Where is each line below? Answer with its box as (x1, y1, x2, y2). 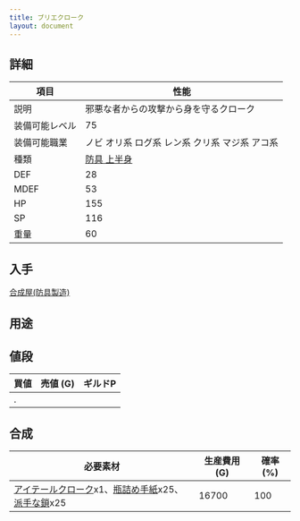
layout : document (9, 21, 74, 30)
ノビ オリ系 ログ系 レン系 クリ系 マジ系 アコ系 (85, 136, 279, 149)
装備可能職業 (13, 136, 69, 149)
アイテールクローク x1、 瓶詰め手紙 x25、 (13, 483, 184, 496)
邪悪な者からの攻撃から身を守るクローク (85, 103, 256, 115)
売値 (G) (40, 378, 75, 390)
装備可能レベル (13, 120, 78, 132)
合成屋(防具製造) (9, 287, 71, 298)
